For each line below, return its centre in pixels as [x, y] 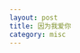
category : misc [38, 34]
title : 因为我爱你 [40, 26]
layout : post [34, 18]
